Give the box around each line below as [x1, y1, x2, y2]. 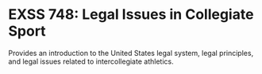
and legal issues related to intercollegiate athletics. [8, 57, 174, 66]
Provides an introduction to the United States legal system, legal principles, [8, 48, 254, 57]
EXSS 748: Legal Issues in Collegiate [8, 6, 254, 24]
